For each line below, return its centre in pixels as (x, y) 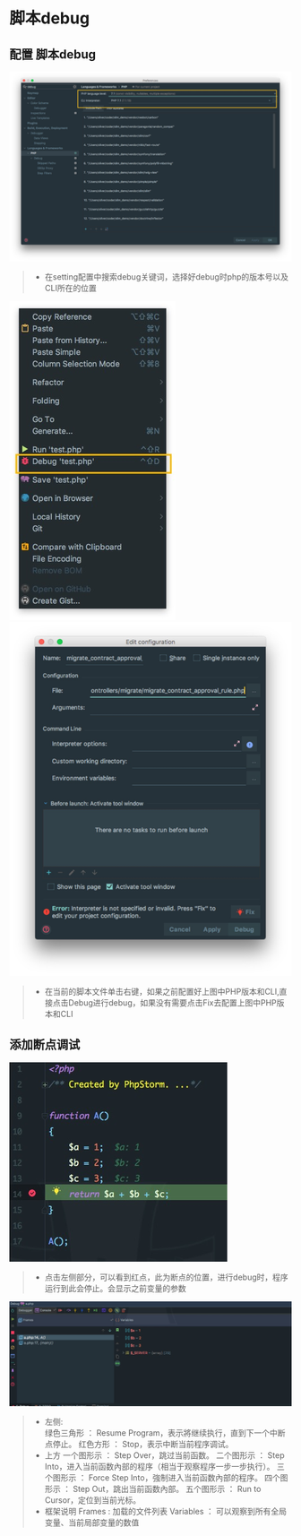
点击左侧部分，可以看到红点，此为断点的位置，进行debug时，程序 (166, 1277)
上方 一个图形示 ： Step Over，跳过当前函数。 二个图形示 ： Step (164, 1455)
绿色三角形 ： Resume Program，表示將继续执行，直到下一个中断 (165, 1433)
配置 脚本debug (53, 54)
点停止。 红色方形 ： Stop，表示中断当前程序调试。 (139, 1445)
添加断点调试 (45, 1045)
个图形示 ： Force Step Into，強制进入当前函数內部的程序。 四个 (162, 1478)
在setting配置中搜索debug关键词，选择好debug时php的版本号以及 (167, 276)
